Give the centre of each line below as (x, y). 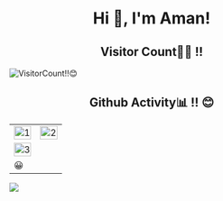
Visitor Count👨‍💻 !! (152, 52)
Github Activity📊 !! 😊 (152, 103)
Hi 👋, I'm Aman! (152, 18)
